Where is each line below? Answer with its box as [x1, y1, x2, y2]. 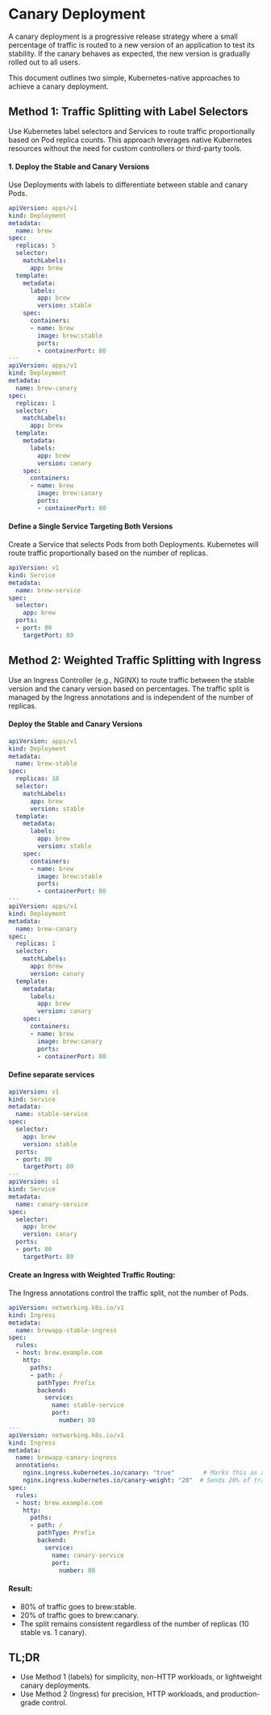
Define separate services [8, 1070, 95, 1080]
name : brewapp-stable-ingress [15, 1326, 117, 1334]
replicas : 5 [15, 241, 56, 250]
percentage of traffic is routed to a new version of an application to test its [8, 40, 256, 49]
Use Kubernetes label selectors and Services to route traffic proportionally [8, 126, 256, 136]
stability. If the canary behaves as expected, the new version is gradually [8, 48, 251, 58]
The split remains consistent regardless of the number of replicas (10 [19, 1619, 249, 1629]
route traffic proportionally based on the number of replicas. [8, 548, 208, 558]
